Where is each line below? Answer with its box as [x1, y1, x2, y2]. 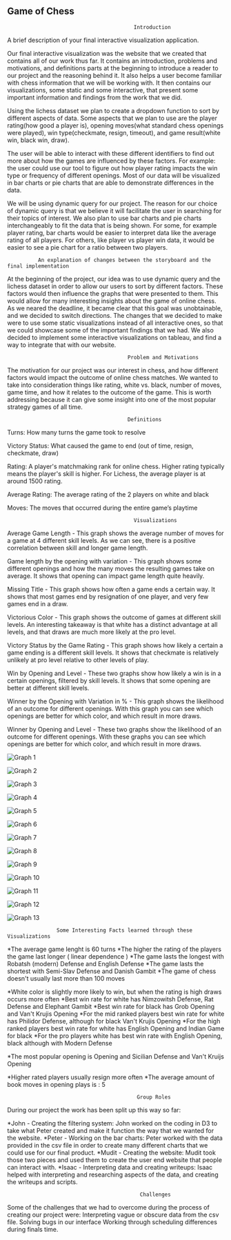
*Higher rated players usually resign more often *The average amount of [7, 1072, 215, 1081]
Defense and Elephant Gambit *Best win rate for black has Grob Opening [7, 1002, 215, 1010]
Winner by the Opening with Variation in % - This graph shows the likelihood [7, 697, 224, 706]
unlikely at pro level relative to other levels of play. [7, 655, 150, 664]
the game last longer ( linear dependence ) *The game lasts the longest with [7, 952, 224, 961]
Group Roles [137, 1093, 171, 1101]
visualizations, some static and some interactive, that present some [7, 86, 199, 94]
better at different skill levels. [7, 683, 90, 692]
